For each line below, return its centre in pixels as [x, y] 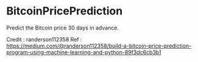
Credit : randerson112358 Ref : [44, 39]
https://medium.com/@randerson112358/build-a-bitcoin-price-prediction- [99, 46]
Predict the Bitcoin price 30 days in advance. [63, 28]
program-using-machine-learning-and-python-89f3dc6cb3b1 [84, 52]
